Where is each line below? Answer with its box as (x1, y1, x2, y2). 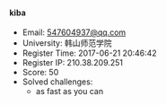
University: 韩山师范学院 (22, 38, 112, 48)
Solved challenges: (22, 76, 93, 87)
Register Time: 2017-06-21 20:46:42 (22, 48, 157, 58)
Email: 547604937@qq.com (22, 27, 127, 38)
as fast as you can (35, 86, 104, 97)
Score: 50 (22, 67, 59, 78)
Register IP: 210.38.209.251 (22, 57, 124, 68)
